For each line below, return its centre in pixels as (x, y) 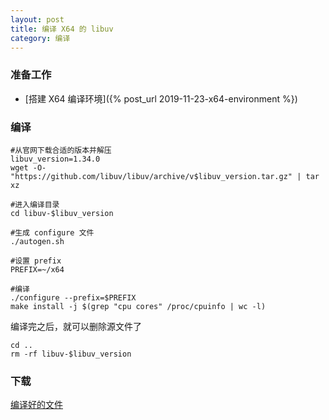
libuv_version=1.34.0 (55, 159)
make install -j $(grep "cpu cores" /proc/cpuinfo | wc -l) (138, 306)
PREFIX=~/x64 (37, 269)
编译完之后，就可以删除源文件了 (76, 326)
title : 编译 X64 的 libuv (62, 29)
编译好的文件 (36, 405)
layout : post (37, 19)
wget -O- (28, 167)
